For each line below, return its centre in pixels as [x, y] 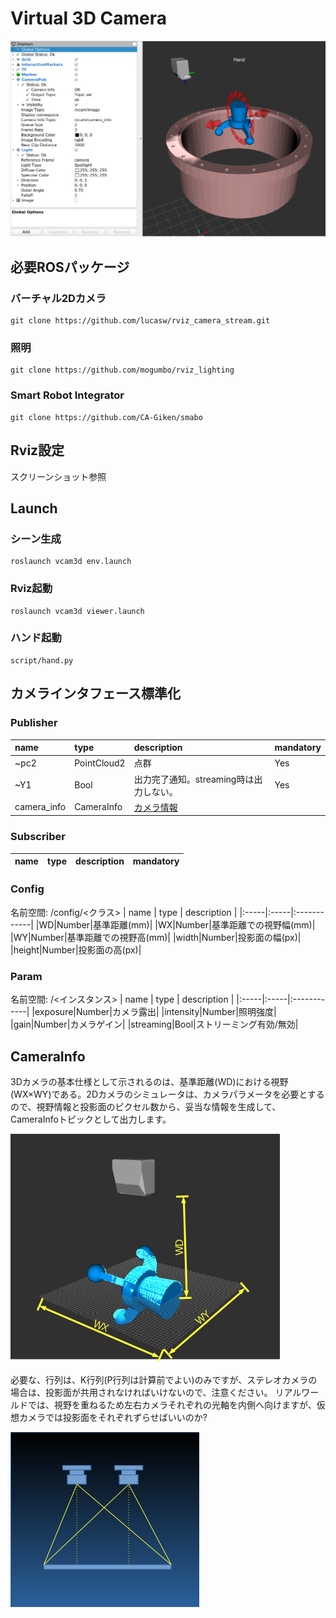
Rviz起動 [31, 589]
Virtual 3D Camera [89, 18]
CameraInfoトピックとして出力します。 [91, 1119]
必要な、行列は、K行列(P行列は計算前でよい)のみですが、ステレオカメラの [164, 1379]
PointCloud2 [100, 763]
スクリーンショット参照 [58, 476]
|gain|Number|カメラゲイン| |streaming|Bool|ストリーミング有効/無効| [154, 1024]
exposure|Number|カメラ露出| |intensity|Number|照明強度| [155, 1012]
